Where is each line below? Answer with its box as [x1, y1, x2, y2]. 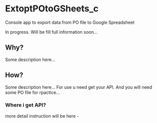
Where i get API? [5, 102, 46, 109]
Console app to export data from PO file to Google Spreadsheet [5, 19, 135, 25]
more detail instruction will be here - [5, 113, 79, 119]
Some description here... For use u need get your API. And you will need [5, 84, 153, 90]
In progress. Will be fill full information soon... [5, 29, 98, 35]
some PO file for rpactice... [5, 89, 60, 95]
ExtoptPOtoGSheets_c [5, 3, 99, 14]
